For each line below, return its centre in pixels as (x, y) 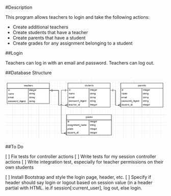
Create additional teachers (40, 27)
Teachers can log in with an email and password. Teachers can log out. (80, 63)
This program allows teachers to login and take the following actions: (78, 17)
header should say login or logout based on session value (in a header (79, 182)
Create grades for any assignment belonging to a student (73, 43)
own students (20, 167)
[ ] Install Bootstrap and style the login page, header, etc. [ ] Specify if (78, 177)
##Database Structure (28, 73)
